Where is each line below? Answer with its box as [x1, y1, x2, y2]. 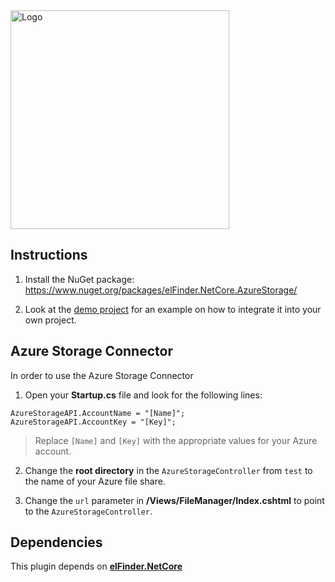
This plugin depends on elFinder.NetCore [10, 560, 183, 573]
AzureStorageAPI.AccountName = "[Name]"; [10, 408, 186, 418]
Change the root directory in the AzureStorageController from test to [24, 464, 313, 476]
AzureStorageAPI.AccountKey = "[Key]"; [10, 417, 177, 427]
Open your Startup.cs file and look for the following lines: [24, 389, 263, 401]
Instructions [10, 247, 88, 264]
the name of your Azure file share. [24, 475, 166, 487]
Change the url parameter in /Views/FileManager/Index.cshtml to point [24, 494, 325, 506]
